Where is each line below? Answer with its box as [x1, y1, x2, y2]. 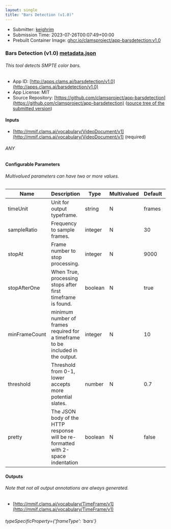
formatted [51, 440, 75, 447]
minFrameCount [8, 331, 47, 338]
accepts [51, 381, 71, 388]
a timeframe [51, 334, 80, 341]
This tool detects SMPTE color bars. [5, 62, 81, 69]
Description [51, 190, 80, 197]
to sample [51, 226, 75, 234]
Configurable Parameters [5, 161, 60, 167]
